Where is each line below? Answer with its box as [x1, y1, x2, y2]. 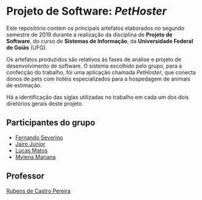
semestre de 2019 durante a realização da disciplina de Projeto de [6, 30, 173, 38]
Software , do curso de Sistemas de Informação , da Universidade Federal [6, 37, 193, 45]
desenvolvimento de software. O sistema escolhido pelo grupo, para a [6, 62, 183, 70]
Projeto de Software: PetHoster [6, 4, 167, 18]
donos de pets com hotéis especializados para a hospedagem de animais [6, 75, 190, 82]
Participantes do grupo [6, 118, 96, 128]
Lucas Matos [15, 146, 48, 154]
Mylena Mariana [15, 153, 56, 160]
